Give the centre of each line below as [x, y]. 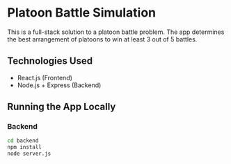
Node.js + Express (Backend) [59, 85]
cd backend [23, 141]
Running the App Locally [62, 107]
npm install [24, 147]
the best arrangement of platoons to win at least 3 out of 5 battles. [102, 39]
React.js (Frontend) [45, 78]
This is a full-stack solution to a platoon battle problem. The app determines [116, 32]
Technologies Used [50, 61]
